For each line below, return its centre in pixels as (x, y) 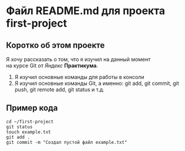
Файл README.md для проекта (86, 11)
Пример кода (32, 108)
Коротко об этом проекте (55, 45)
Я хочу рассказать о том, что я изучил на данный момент (78, 59)
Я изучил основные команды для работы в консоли (79, 77)
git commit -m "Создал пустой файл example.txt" (67, 142)
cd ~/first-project (30, 122)
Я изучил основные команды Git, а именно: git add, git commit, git (97, 83)
